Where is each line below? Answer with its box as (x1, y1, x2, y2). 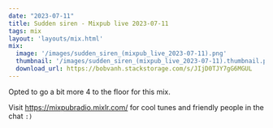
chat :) (8, 111, 32, 121)
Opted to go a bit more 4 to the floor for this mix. (8, 87, 171, 96)
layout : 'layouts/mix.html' (8, 34, 104, 43)
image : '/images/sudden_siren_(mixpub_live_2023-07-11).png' (15, 49, 227, 58)
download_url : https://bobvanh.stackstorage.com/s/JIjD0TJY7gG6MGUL (15, 65, 253, 73)
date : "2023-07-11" (8, 11, 75, 20)
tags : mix (8, 27, 42, 35)
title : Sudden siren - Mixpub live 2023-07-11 (8, 19, 169, 28)
